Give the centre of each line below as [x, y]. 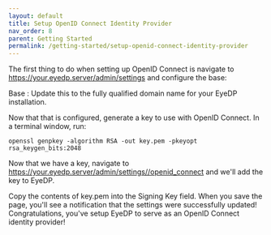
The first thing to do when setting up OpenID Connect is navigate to [121, 69]
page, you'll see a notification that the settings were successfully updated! [133, 205]
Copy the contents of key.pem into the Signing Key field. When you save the [135, 196]
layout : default [36, 16]
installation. [28, 102]
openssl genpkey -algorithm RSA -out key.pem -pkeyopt [103, 141]
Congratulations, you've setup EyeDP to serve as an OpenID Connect [124, 214]
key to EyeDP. [32, 181]
